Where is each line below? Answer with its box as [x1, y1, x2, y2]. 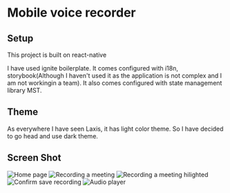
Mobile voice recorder [7, 5, 136, 21]
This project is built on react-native [7, 50, 107, 59]
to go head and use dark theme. [7, 131, 99, 140]
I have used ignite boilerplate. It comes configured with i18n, [7, 64, 178, 72]
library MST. [7, 86, 42, 94]
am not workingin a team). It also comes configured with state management [7, 79, 222, 87]
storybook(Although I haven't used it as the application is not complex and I [7, 71, 222, 80]
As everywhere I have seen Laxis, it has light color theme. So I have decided [7, 125, 224, 133]
